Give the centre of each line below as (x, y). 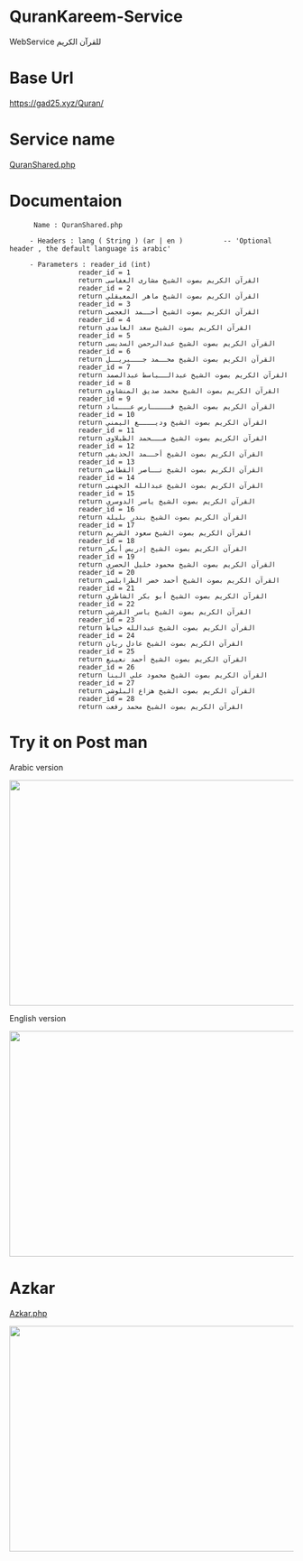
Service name (62, 139)
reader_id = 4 (104, 319)
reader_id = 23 (106, 620)
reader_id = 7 (104, 367)
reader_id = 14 (106, 477)
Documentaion (66, 201)
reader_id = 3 (104, 304)
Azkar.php (28, 1313)
